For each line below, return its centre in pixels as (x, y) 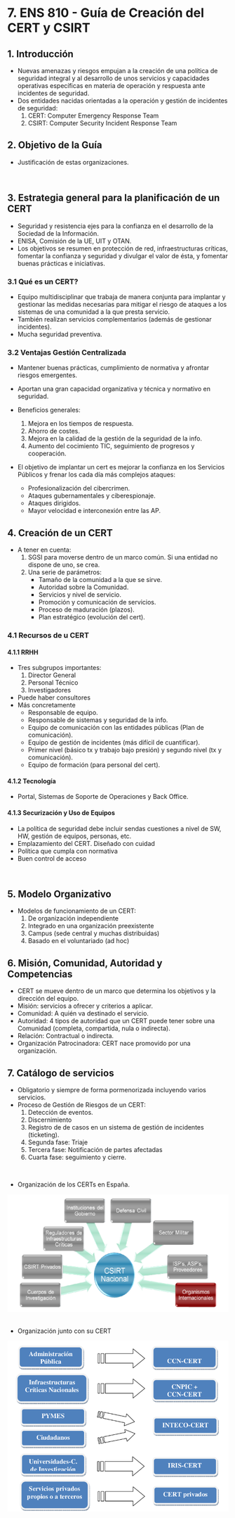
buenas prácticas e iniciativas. (61, 263)
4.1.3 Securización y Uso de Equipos (61, 812)
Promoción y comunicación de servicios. (97, 602)
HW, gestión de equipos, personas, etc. (74, 836)
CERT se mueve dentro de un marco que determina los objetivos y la (116, 991)
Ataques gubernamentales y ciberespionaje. (92, 496)
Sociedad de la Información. (58, 233)
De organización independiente (73, 918)
